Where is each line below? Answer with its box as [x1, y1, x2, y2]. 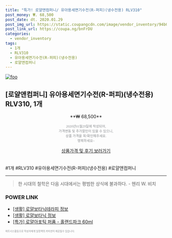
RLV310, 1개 [5, 99, 42, 108]
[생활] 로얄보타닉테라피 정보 [12, 206, 69, 212]
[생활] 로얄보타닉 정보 [12, 212, 56, 219]
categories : [5, 31, 31, 36]
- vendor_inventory [10, 36, 52, 41]
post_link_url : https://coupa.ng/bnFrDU [5, 27, 93, 32]
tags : [5, 41, 17, 46]
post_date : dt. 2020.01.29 [5, 17, 63, 22]
